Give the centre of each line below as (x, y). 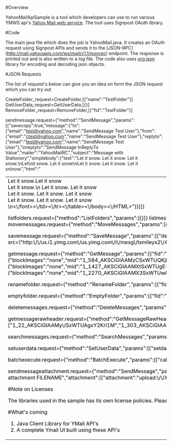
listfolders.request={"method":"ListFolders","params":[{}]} (78, 218)
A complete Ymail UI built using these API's (68, 430)
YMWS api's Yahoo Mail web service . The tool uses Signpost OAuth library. (84, 23)
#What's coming (28, 412)
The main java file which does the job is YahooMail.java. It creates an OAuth (85, 42)
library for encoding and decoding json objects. (56, 64)
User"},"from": (140, 131)
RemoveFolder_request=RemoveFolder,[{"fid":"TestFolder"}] (69, 110)
